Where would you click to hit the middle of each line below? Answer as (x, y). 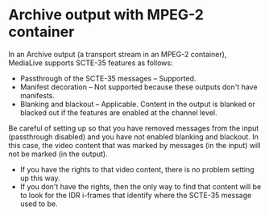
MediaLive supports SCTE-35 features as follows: (91, 63)
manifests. (37, 95)
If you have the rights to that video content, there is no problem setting (137, 169)
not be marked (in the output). (58, 154)
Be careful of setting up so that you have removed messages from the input (134, 128)
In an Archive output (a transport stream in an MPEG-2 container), (118, 54)
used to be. (39, 204)
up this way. (40, 178)
